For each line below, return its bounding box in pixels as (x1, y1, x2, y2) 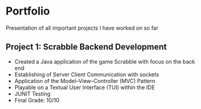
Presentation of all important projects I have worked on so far (5, 24, 159, 31)
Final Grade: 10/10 (14, 96, 60, 104)
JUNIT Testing (14, 90, 51, 97)
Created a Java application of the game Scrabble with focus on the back (14, 58, 195, 65)
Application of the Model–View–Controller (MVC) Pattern (14, 77, 156, 84)
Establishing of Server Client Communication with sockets (14, 71, 159, 78)
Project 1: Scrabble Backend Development (5, 42, 167, 52)
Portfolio (5, 4, 50, 18)
